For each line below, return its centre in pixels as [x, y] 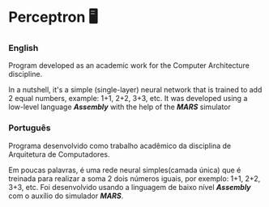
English [23, 49]
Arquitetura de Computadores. [59, 154]
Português [30, 128]
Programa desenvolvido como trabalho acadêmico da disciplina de [120, 146]
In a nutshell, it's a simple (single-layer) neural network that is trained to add [135, 90]
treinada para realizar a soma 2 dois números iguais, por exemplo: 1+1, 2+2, [134, 178]
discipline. [26, 74]
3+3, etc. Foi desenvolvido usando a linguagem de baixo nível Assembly [130, 187]
